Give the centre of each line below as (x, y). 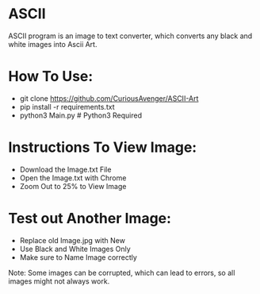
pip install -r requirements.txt (67, 106)
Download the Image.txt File (65, 169)
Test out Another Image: (90, 219)
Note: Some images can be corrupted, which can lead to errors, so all (122, 273)
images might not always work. (59, 281)
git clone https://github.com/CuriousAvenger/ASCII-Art (109, 98)
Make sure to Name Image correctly (78, 257)
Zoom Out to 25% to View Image (73, 186)
